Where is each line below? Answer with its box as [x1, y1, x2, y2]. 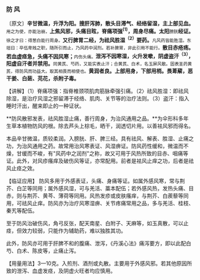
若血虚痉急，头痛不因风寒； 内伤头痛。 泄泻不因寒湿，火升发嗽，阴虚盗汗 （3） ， [6, 52, 194, 60]
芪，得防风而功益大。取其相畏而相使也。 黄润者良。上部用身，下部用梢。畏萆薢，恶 [6, 67, 193, 75]
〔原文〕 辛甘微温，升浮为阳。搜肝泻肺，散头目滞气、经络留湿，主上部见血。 [6, 20, 194, 27]
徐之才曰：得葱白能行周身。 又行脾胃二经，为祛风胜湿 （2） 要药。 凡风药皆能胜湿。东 [6, 35, 192, 43]
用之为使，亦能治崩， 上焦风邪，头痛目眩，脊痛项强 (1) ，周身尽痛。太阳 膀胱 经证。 [6, 27, 194, 34]
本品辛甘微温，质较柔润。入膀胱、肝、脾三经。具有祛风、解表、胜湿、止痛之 [6, 135, 194, 142]
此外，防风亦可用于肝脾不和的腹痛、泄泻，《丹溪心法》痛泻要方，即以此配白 [6, 240, 192, 247]
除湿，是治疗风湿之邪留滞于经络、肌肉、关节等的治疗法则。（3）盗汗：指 [6, 95, 185, 102]
